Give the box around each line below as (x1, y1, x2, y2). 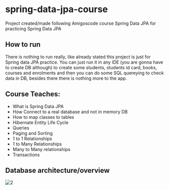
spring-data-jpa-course (5, 4, 108, 15)
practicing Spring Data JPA (5, 25, 62, 31)
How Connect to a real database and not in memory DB (12, 109, 128, 115)
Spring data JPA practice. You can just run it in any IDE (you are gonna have (5, 59, 163, 65)
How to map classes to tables (12, 114, 74, 120)
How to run (5, 40, 41, 49)
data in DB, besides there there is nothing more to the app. (5, 75, 128, 81)
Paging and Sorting (12, 130, 53, 136)
